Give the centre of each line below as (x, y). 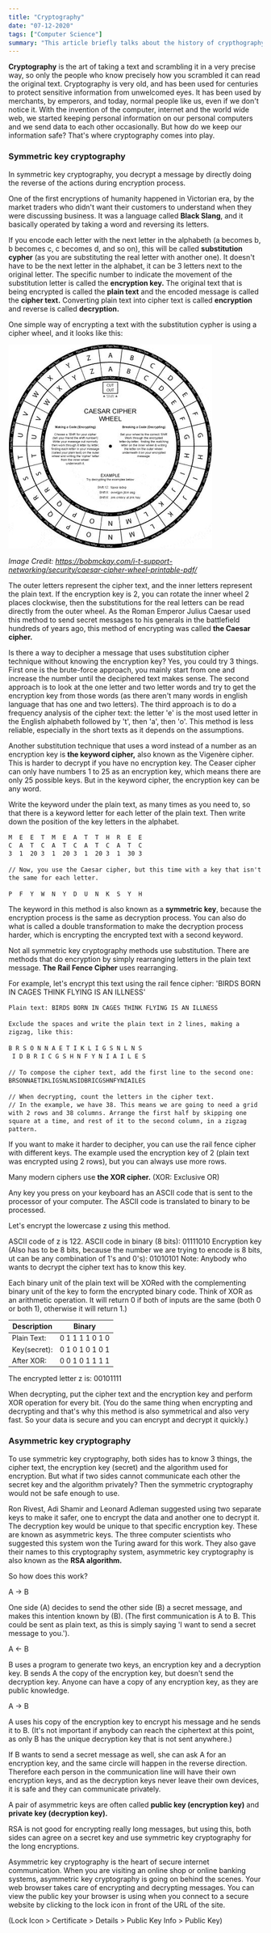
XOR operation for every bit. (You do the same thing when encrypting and (130, 1403)
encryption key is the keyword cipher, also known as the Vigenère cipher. (131, 754)
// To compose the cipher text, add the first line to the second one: (131, 1072)
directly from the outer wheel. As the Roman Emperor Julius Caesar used (129, 611)
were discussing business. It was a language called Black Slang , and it (126, 215)
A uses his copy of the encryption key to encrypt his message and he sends (134, 1721)
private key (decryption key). (58, 1813)
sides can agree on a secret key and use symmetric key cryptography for (130, 1838)
